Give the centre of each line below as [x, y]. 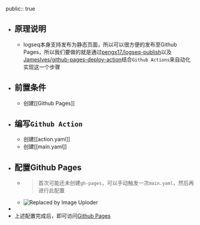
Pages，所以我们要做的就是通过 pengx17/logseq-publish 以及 [97, 52]
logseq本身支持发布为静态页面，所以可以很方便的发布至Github [100, 44]
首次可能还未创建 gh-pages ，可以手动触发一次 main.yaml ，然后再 [116, 183]
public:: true [20, 9]
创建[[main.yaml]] [45, 147]
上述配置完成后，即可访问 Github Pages [63, 216]
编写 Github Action [49, 124]
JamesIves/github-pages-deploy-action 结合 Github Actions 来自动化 [107, 59]
